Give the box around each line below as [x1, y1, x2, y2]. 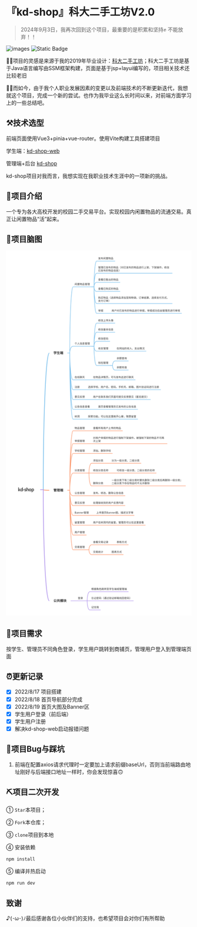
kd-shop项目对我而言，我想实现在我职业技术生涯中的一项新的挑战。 [6, 172, 171, 180]
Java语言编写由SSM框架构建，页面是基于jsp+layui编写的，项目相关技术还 [11, 64, 190, 71]
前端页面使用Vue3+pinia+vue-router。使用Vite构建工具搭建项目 [6, 135, 161, 142]
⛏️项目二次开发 [6, 787, 59, 798]
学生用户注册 [14, 717, 46, 725]
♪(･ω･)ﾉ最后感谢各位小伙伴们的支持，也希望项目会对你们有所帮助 [6, 915, 165, 922]
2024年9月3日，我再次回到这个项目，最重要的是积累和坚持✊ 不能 [20, 26, 178, 33]
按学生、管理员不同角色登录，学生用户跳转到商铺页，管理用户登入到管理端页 [6, 645, 192, 652]
